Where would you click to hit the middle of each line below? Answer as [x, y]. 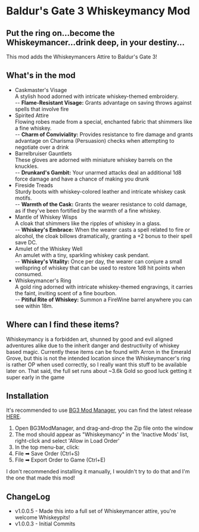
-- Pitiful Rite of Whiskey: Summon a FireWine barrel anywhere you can [103, 299]
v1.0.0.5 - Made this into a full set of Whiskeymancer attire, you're [95, 511]
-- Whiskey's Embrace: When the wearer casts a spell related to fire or [102, 230]
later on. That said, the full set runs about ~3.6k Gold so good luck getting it [99, 371]
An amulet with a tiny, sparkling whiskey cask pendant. [82, 255]
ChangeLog [28, 496]
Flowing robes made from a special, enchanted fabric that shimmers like [103, 121]
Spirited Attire [32, 115]
